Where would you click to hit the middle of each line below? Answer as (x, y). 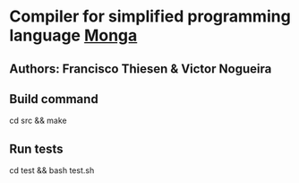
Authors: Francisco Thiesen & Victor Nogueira (141, 69)
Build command (54, 99)
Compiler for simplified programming (150, 17)
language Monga (73, 35)
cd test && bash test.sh (52, 170)
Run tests (36, 148)
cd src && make (38, 121)
